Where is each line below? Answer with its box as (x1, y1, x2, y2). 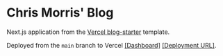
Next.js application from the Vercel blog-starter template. (6, 28, 170, 36)
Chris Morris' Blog (6, 5, 114, 21)
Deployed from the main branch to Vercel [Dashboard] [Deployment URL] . (6, 41, 217, 49)
